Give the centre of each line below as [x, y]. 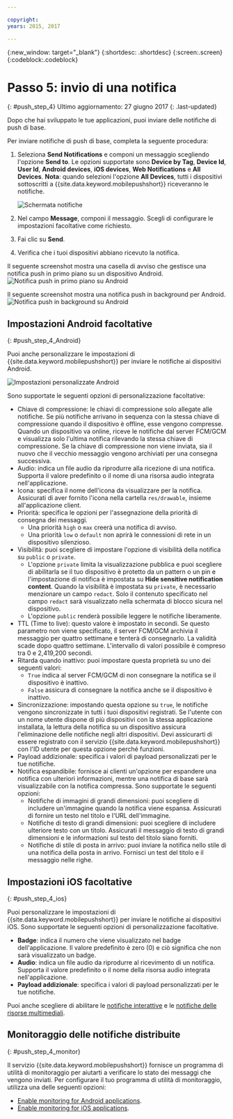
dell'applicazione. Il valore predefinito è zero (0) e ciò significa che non [119, 948]
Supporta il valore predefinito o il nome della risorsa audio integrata [114, 970]
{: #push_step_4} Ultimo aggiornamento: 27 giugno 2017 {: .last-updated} [112, 107]
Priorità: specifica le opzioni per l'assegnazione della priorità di [107, 513]
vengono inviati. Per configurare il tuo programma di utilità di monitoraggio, [115, 1079]
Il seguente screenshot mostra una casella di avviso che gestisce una [107, 266]
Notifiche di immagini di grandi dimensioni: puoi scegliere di [113, 801]
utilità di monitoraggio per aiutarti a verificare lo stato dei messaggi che [109, 1072]
